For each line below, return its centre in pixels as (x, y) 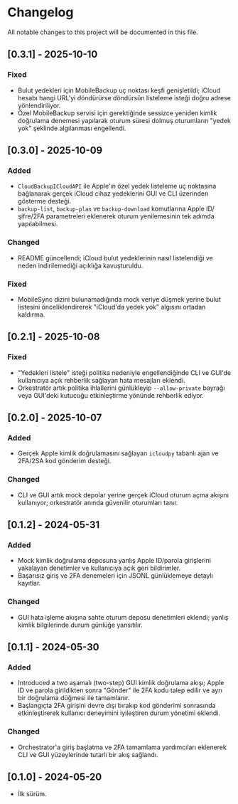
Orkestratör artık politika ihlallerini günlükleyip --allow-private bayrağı (121, 388)
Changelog (40, 12)
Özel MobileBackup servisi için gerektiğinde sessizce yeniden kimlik (117, 113)
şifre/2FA (31, 216)
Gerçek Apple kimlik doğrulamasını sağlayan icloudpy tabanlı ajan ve (118, 453)
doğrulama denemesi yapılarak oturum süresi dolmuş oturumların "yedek (124, 120)
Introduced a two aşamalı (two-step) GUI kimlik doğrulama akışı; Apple (121, 683)
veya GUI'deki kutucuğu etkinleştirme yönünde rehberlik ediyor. (111, 395)
